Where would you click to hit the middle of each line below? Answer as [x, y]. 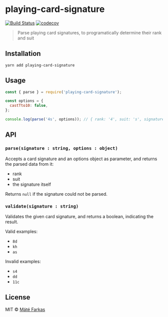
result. [12, 222]
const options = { [24, 101]
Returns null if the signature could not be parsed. [56, 194]
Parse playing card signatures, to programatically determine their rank [89, 32]
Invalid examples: [23, 261]
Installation [23, 54]
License [18, 297]
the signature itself [32, 184]
